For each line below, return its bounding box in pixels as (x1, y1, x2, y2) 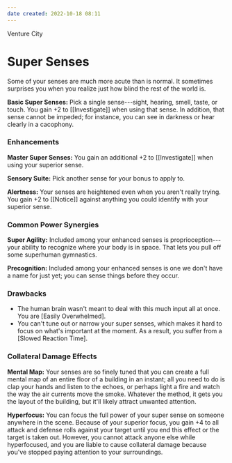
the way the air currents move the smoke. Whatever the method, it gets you (7, 390, 223, 398)
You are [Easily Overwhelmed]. (17, 312, 106, 321)
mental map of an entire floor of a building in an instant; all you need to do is (7, 374, 226, 384)
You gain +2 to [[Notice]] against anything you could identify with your (7, 195, 208, 203)
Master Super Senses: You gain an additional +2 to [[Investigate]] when (7, 153, 214, 161)
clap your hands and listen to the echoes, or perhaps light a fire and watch (7, 382, 220, 390)
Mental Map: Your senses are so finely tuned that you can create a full (7, 367, 210, 376)
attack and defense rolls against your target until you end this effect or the (7, 425, 219, 434)
